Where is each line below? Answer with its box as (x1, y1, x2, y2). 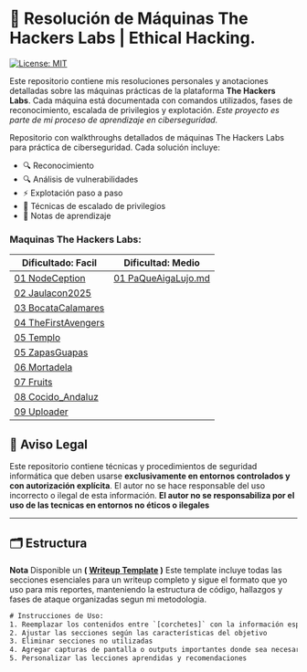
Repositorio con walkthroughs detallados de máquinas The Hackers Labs (9, 131, 285, 142)
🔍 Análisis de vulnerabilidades (22, 173, 139, 184)
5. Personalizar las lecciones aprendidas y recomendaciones (9, 654, 248, 663)
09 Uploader (14, 405, 69, 418)
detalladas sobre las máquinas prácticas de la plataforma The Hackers (9, 85, 276, 96)
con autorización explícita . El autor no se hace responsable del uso (9, 480, 266, 491)
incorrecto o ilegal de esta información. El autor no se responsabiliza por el (9, 490, 295, 501)
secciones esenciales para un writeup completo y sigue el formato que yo (9, 574, 288, 585)
